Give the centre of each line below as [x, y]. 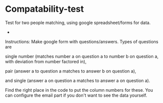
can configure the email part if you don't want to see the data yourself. [76, 95]
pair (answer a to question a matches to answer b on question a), [71, 71]
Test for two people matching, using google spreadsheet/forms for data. [78, 23]
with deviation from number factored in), [46, 61]
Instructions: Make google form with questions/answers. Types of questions [82, 41]
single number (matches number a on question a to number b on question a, [82, 56]
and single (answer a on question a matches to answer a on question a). [78, 80]
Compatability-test [45, 9]
